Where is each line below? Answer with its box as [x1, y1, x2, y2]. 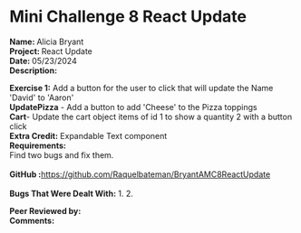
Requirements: [9, 140, 66, 151]
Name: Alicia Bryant [9, 36, 84, 47]
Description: [9, 65, 57, 76]
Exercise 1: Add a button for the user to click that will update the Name [9, 82, 274, 93]
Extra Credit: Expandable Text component [9, 130, 168, 141]
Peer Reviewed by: [9, 205, 82, 216]
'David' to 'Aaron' [9, 92, 74, 103]
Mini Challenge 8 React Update [9, 6, 248, 27]
